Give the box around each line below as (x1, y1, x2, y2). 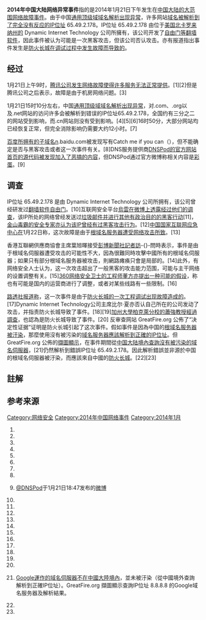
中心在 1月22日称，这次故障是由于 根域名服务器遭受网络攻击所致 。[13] (7, 228, 181, 236)
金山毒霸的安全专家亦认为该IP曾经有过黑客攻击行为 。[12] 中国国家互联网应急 (7, 220, 198, 228)
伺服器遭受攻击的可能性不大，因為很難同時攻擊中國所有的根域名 (28, 249, 189, 256)
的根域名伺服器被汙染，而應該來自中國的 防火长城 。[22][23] (7, 354, 156, 361)
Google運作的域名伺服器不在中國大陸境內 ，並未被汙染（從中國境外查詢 (15, 573, 195, 581)
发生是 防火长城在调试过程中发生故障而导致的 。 (12, 44, 130, 51)
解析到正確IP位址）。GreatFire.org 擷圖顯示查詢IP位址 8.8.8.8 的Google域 (15, 581, 198, 589)
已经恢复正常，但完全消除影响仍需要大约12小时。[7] (7, 125, 138, 132)
